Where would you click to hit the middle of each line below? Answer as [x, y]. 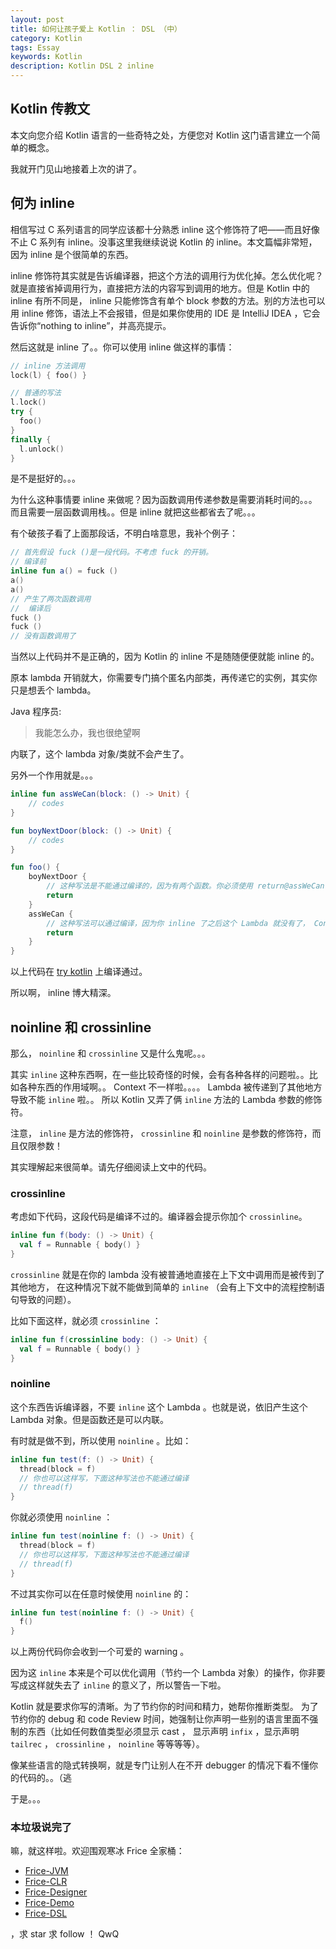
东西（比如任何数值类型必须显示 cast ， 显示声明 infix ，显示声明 [163, 1732]
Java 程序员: [36, 712]
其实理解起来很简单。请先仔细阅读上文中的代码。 [111, 1167]
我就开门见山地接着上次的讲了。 [76, 168]
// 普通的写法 [36, 393]
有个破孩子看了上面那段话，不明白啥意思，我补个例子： [124, 533]
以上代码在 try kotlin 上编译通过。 [79, 972]
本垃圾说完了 [41, 1828]
